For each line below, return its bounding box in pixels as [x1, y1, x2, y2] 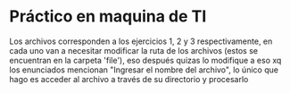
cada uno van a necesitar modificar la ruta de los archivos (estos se [9, 45, 259, 55]
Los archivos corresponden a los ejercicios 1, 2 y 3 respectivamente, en [9, 36, 273, 46]
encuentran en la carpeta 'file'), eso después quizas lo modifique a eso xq [9, 55, 282, 65]
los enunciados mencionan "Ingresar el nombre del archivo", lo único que [9, 64, 279, 75]
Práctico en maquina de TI [9, 6, 207, 27]
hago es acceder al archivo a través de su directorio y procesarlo [9, 73, 249, 84]
